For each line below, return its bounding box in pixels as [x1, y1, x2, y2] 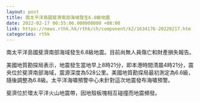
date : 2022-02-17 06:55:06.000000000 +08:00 [6, 20, 121, 26]
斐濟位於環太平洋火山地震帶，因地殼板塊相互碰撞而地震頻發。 [6, 89, 161, 97]
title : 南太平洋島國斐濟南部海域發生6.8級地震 [6, 14, 110, 21]
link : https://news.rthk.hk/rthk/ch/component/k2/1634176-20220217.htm [6, 25, 191, 32]
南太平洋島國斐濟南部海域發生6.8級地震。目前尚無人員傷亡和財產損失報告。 [6, 49, 195, 56]
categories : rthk [6, 31, 50, 37]
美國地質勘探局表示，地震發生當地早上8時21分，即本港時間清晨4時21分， [6, 62, 189, 69]
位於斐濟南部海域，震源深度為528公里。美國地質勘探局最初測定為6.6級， [11, 69, 194, 76]
